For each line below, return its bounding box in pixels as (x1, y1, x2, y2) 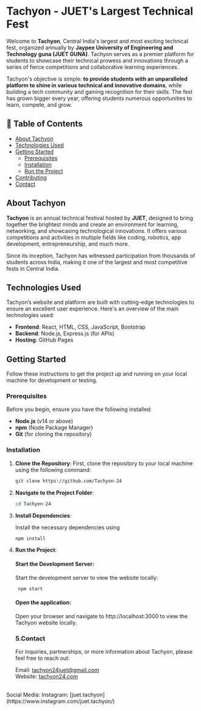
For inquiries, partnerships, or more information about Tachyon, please (15, 648, 193, 655)
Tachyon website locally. (15, 619, 77, 626)
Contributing (15, 174, 47, 181)
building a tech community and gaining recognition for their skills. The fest (6, 88, 193, 95)
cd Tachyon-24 (15, 501, 51, 507)
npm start (18, 585, 43, 592)
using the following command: (15, 466, 91, 473)
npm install (15, 535, 46, 541)
